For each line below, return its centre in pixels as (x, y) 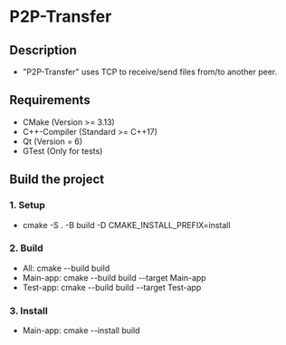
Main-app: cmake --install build (81, 331)
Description (43, 50)
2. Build (26, 248)
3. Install (29, 311)
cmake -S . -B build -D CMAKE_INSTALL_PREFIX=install (126, 225)
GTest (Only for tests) (62, 150)
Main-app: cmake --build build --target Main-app (114, 277)
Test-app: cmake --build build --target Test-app (112, 287)
